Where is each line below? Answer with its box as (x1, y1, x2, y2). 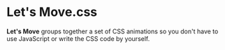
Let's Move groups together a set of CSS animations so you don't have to (6, 27, 219, 35)
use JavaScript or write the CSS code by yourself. (6, 34, 150, 42)
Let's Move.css (6, 4, 98, 20)
